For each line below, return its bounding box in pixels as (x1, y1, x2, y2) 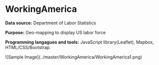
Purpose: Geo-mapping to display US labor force (5, 29, 106, 35)
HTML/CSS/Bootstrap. (5, 44, 51, 50)
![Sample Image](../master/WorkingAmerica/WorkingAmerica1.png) (5, 54, 143, 60)
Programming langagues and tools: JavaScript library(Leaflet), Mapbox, (5, 39, 154, 45)
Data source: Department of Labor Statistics (5, 20, 96, 26)
